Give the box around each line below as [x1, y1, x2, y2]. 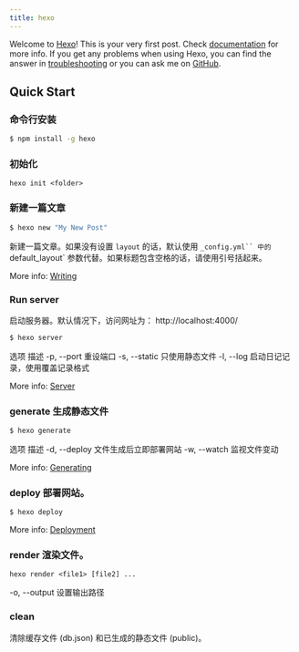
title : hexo [9, 13, 55, 23]
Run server [9, 293, 59, 305]
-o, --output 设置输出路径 [9, 587, 105, 598]
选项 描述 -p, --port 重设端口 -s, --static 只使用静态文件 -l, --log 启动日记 [9, 350, 283, 361]
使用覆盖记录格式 [25, 362, 89, 373]
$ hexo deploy [9, 508, 64, 517]
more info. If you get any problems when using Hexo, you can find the [9, 47, 272, 59]
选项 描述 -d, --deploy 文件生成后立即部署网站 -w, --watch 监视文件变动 [9, 444, 279, 454]
